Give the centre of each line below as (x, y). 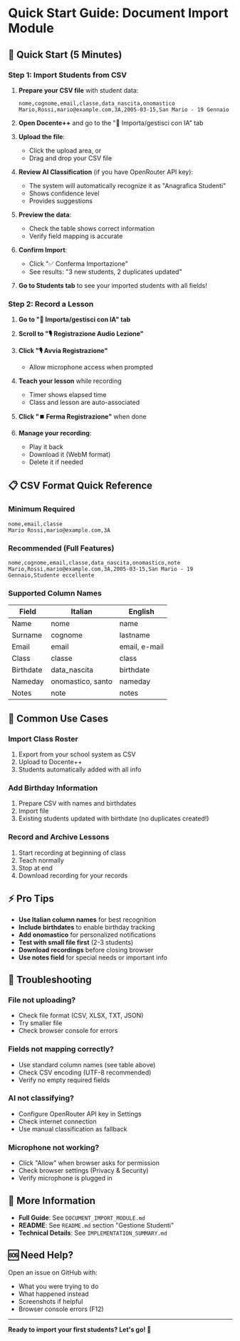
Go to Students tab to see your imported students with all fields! (113, 285)
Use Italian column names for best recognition (87, 919)
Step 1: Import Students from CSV (68, 75)
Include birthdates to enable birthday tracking (87, 927)
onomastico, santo (81, 682)
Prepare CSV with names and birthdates (77, 803)
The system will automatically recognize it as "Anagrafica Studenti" (127, 185)
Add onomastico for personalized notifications (87, 935)
